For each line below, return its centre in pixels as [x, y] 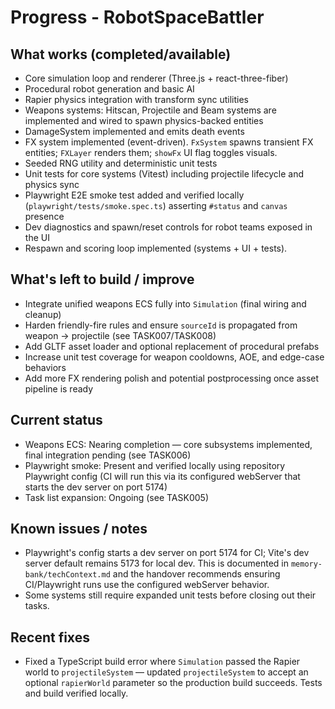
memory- [306, 564]
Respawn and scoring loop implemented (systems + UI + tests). [156, 248]
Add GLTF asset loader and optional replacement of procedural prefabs [172, 346]
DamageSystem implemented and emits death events [134, 131]
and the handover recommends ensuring [196, 574]
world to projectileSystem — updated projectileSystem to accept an [166, 672]
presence [44, 216]
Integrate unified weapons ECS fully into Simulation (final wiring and [165, 303]
